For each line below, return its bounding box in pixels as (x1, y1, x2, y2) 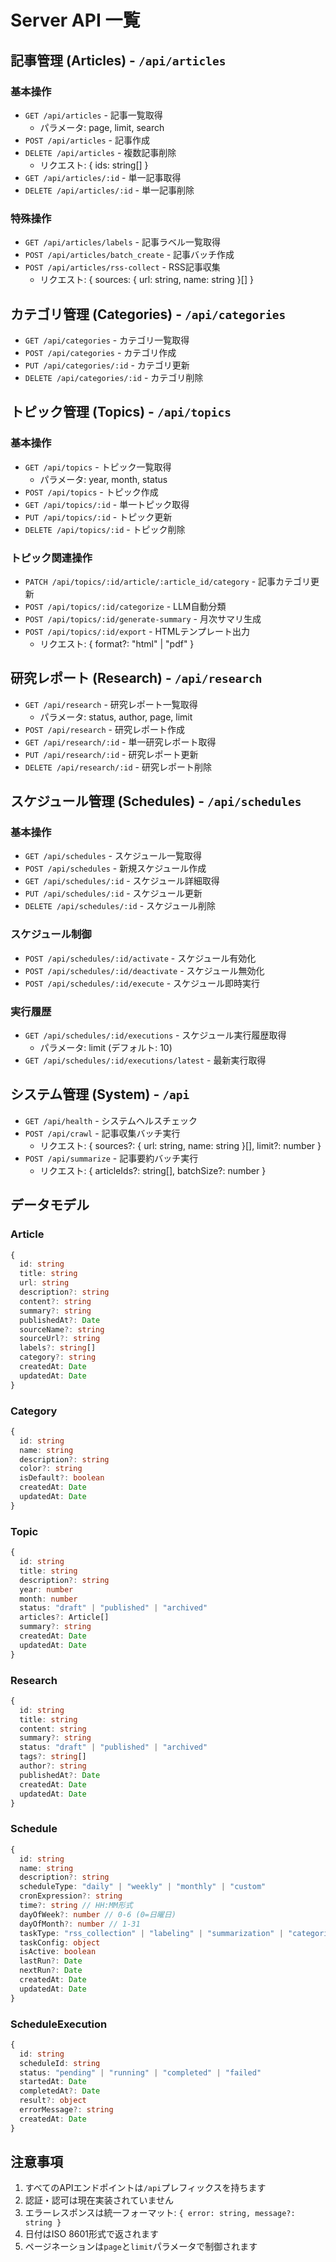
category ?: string (19, 1352, 97, 1363)
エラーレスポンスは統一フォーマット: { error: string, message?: (24, 2207, 296, 2219)
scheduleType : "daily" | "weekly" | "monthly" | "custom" (19, 1882, 267, 1892)
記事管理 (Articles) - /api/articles (10, 52, 227, 69)
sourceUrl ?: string (19, 1334, 101, 1344)
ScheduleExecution (10, 2017, 108, 2031)
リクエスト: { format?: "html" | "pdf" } (39, 637, 195, 650)
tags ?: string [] (19, 1752, 87, 1762)
